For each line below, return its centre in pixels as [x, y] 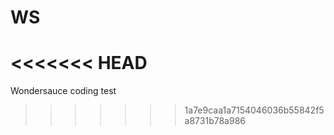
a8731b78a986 [215, 121]
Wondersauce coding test [63, 91]
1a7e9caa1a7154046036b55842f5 [254, 110]
